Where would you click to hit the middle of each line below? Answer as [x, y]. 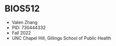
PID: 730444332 [29, 27]
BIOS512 [22, 9]
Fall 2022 [21, 33]
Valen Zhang [25, 22]
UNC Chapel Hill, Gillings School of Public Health [61, 38]
